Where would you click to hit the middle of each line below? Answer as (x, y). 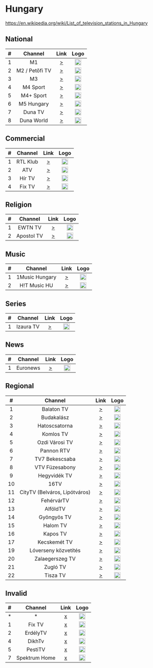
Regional (20, 386)
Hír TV (27, 178)
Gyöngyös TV (55, 517)
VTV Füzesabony (55, 467)
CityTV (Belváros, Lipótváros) (55, 492)
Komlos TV (55, 434)
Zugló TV (55, 567)
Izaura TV (28, 327)
